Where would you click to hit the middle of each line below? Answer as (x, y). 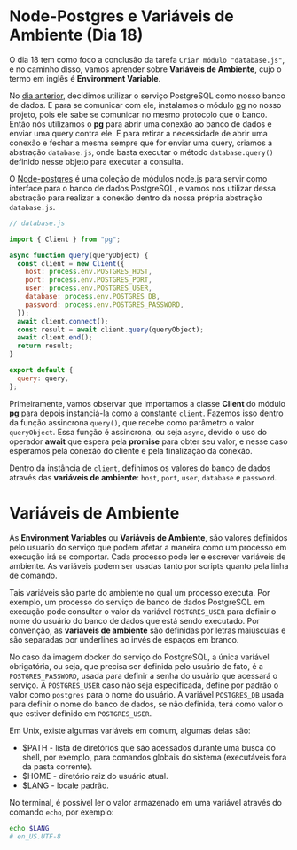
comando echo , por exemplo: (62, 812)
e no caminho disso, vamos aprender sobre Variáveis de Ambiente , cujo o (145, 69)
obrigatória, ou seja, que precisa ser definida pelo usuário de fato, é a (137, 666)
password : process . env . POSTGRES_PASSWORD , (105, 304)
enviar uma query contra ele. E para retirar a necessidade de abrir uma (138, 133)
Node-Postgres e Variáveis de (121, 16)
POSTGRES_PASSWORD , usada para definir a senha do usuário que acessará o (144, 675)
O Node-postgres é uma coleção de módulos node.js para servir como (138, 178)
